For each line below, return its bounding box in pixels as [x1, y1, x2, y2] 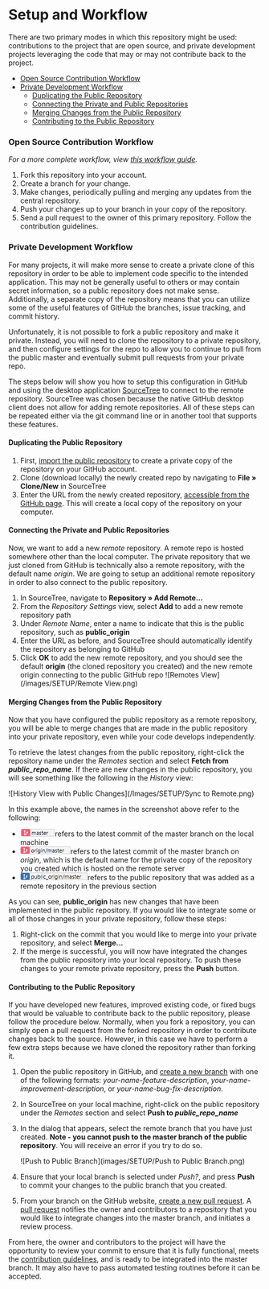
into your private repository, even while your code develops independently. [8, 732, 256, 742]
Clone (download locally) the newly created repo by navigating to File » [19, 472, 257, 482]
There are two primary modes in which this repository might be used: [8, 32, 238, 42]
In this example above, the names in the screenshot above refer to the [8, 805, 239, 814]
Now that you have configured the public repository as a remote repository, [8, 715, 258, 725]
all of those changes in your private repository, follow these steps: [8, 914, 227, 924]
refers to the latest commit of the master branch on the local [55, 829, 255, 838]
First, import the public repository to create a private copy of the [19, 455, 233, 465]
